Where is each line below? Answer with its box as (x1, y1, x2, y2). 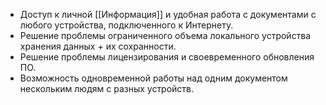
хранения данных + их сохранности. (19, 40, 177, 52)
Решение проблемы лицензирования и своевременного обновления (19, 51, 315, 63)
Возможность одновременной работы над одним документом (19, 72, 288, 84)
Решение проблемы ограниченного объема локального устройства (19, 30, 312, 41)
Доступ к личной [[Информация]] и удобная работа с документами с (19, 9, 317, 20)
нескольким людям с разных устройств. (19, 83, 195, 94)
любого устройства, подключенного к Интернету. (19, 19, 234, 31)
